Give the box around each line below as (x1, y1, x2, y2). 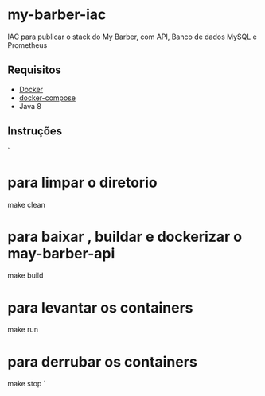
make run (7, 324, 39, 335)
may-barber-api (7, 244, 115, 262)
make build (7, 270, 44, 280)
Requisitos (7, 64, 61, 77)
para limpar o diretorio (7, 173, 158, 192)
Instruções (7, 125, 63, 138)
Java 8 (18, 101, 41, 111)
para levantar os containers (7, 298, 193, 316)
